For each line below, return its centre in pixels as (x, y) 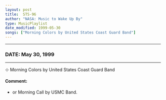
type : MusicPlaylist (26, 23)
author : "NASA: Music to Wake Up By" (44, 19)
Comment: (16, 81)
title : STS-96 (21, 14)
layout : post (19, 10)
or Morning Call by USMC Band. (45, 92)
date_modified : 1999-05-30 (33, 28)
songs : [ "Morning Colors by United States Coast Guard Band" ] (70, 33)
